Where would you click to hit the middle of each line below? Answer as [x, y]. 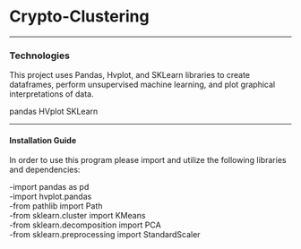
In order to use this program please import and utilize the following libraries [148, 160]
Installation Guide [43, 140]
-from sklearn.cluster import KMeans [77, 216]
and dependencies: [45, 170]
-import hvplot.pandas [51, 197]
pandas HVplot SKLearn [54, 112]
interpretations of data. [52, 94]
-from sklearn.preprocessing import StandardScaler [105, 235]
